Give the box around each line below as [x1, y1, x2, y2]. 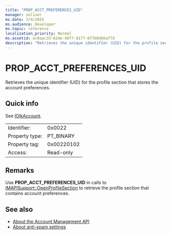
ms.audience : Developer [5, 21, 56, 27]
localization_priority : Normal [5, 31, 72, 36]
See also [5, 205, 33, 214]
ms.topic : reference [5, 26, 49, 31]
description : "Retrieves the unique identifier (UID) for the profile [5, 41, 158, 46]
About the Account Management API [12, 219, 90, 225]
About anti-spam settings [12, 224, 66, 230]
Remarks [5, 166, 35, 175]
